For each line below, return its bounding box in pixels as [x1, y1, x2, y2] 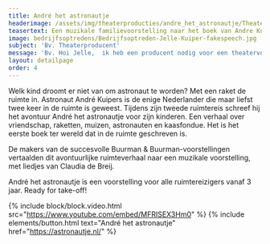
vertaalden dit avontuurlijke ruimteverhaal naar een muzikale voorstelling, [8, 152, 251, 162]
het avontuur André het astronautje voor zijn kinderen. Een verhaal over [8, 112, 245, 121]
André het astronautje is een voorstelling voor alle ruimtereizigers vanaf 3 [8, 177, 252, 186]
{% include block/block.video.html [8, 201, 122, 210]
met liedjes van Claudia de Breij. [8, 161, 115, 171]
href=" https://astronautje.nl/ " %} [8, 226, 117, 236]
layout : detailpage [8, 57, 74, 65]
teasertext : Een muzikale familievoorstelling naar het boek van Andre [8, 26, 253, 35]
